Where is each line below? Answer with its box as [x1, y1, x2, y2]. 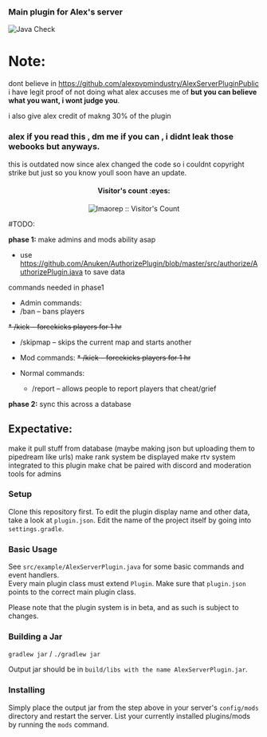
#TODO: [8, 219, 36, 229]
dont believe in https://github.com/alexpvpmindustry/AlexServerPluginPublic [8, 79, 259, 89]
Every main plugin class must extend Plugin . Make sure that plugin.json [8, 579, 246, 589]
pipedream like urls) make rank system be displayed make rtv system [8, 451, 236, 461]
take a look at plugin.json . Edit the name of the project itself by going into [8, 515, 252, 525]
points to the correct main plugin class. [8, 587, 136, 597]
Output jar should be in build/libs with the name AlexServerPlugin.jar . [8, 664, 249, 674]
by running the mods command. [8, 719, 109, 729]
